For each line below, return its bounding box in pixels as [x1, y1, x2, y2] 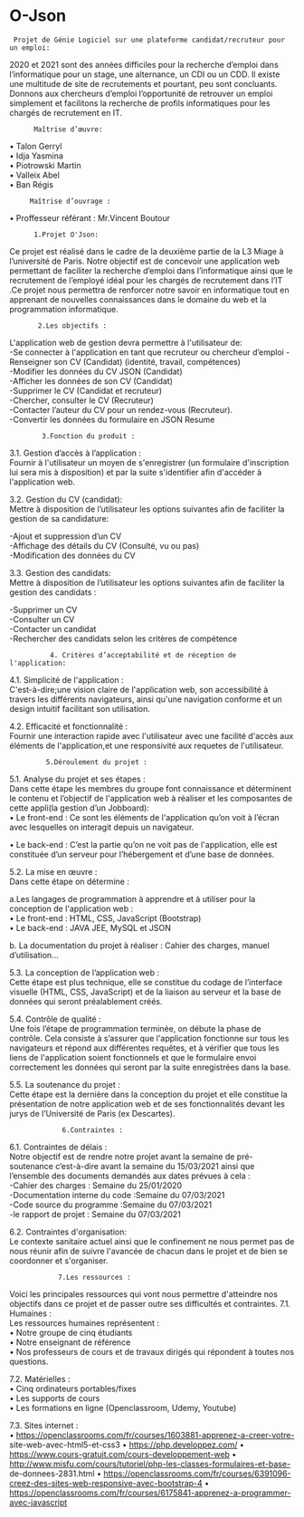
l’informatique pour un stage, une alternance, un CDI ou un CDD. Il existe [9, 69, 280, 80]
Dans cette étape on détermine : [9, 876, 129, 887]
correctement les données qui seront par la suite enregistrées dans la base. [9, 1061, 291, 1072]
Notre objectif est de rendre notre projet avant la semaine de [9, 1151, 235, 1162]
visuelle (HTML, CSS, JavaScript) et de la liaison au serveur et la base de [9, 986, 282, 997]
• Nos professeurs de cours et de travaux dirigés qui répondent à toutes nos [9, 1346, 295, 1357]
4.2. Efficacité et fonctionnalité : [9, 721, 128, 732]
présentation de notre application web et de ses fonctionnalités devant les [9, 1098, 285, 1109]
